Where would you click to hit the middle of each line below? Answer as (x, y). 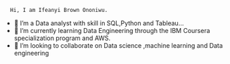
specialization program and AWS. (62, 38)
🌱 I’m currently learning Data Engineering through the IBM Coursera (112, 31)
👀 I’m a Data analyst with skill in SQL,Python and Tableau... (99, 23)
